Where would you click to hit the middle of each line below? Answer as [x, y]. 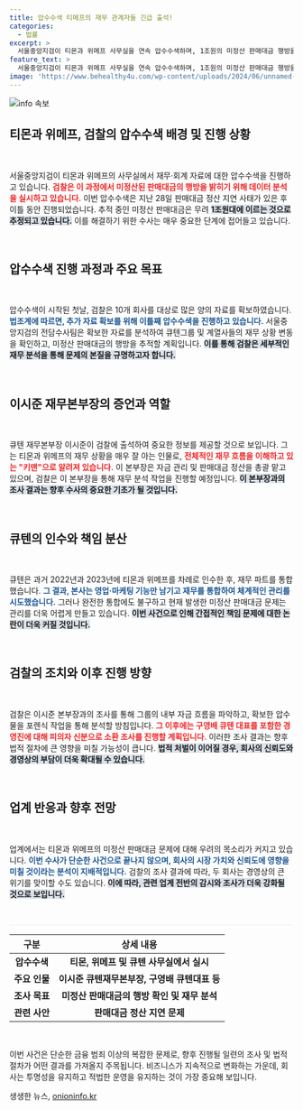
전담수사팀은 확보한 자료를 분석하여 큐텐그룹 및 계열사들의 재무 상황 [158, 333]
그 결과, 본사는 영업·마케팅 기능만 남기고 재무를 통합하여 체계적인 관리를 [166, 591]
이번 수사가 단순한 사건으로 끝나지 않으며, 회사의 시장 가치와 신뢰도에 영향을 [159, 860]
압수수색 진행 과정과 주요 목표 [86, 268]
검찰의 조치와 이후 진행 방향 [80, 673]
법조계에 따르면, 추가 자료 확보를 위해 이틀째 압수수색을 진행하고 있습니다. [137, 321]
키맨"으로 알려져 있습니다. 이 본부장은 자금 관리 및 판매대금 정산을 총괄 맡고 [154, 467]
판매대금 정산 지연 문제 [139, 1013]
